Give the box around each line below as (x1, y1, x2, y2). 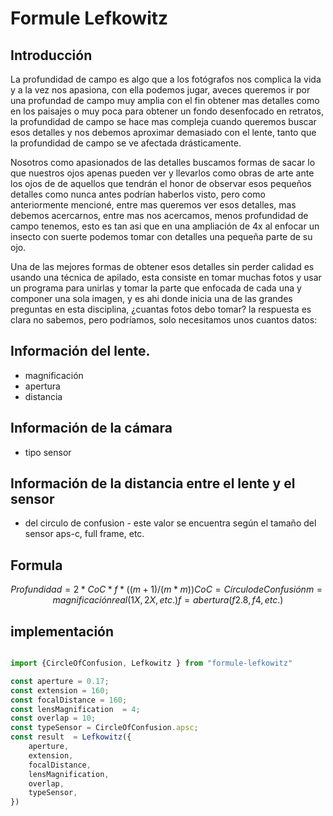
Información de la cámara (10, 420, 173, 437)
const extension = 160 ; (10, 685, 110, 696)
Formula (10, 557, 63, 574)
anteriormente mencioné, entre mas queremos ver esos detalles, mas (10, 199, 297, 211)
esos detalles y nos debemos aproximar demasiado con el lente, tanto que (10, 127, 317, 138)
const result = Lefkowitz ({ (10, 732, 132, 742)
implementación (10, 623, 115, 640)
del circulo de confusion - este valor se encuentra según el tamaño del (24, 517, 317, 529)
